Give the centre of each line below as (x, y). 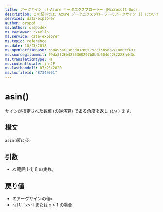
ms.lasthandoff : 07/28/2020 (33, 68)
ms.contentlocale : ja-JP (30, 64)
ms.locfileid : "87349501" (31, 73)
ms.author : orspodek (26, 28)
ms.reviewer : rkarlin (27, 32)
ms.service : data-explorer (32, 37)
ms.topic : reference (26, 41)
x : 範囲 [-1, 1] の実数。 (34, 169)
